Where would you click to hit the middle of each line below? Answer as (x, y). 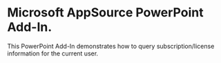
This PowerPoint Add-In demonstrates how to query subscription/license (111, 46)
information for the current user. (53, 53)
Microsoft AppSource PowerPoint (105, 13)
